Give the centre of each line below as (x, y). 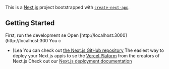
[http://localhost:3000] (103, 35)
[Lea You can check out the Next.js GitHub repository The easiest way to (88, 50)
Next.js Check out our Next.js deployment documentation (72, 61)
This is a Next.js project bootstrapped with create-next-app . (68, 7)
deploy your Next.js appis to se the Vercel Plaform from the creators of (86, 55)
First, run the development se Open (42, 35)
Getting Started (30, 23)
